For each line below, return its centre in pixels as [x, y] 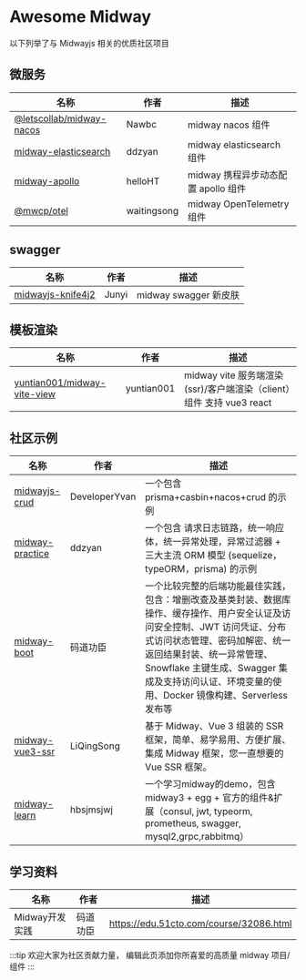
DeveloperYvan [103, 496]
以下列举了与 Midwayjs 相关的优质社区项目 [90, 43]
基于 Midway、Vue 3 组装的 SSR [214, 726]
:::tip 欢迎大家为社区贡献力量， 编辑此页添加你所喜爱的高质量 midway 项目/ [150, 955]
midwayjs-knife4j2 [55, 294]
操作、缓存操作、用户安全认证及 [213, 614]
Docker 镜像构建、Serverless [225, 696]
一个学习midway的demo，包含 [210, 784]
